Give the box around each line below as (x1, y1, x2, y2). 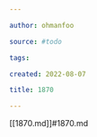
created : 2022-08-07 (9, 69, 87, 79)
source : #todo (9, 37, 63, 46)
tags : (9, 53, 30, 63)
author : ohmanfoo (9, 21, 75, 30)
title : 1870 (9, 86, 54, 95)
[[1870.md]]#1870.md (9, 118, 89, 129)
